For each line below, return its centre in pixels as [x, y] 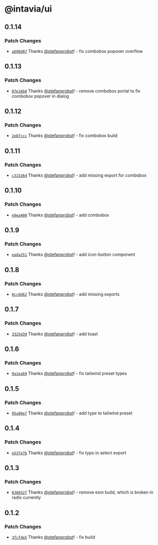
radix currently [26, 497]
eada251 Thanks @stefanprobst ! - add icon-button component [73, 255]
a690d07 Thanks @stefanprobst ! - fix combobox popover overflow [77, 51]
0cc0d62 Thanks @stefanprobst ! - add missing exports [65, 294]
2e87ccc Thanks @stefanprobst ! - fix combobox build [64, 136]
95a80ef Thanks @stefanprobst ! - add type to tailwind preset [72, 413]
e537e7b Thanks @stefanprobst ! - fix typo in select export [69, 453]
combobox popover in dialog [40, 96]
